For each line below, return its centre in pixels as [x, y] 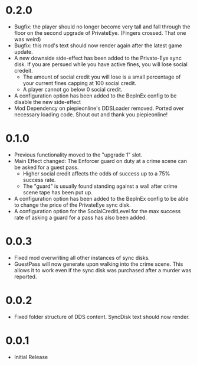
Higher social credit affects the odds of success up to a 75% [96, 173]
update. [23, 51]
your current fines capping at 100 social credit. [80, 83]
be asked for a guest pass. [46, 167]
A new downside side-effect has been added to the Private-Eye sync [98, 58]
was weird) [27, 39]
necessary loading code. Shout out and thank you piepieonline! [91, 114]
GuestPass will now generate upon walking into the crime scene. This [98, 264]
